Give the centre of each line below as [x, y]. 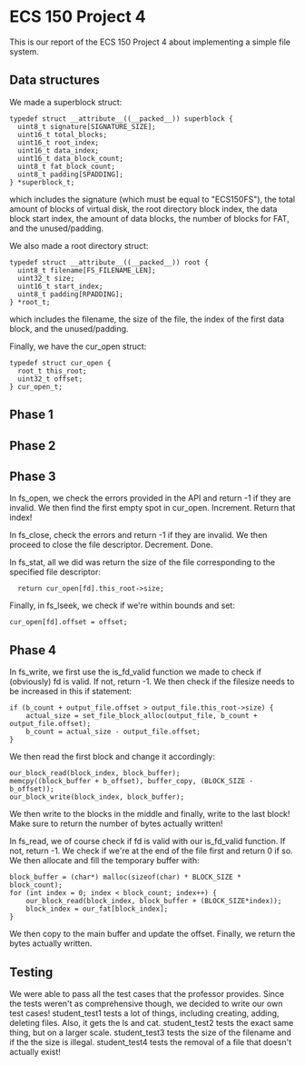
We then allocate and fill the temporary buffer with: [104, 861]
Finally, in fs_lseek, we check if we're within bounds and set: [123, 605]
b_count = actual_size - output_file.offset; [113, 732]
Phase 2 [33, 446]
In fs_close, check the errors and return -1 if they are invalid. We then [138, 535]
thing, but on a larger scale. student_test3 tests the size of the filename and [151, 1032]
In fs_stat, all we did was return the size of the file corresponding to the [142, 563]
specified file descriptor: [55, 572]
